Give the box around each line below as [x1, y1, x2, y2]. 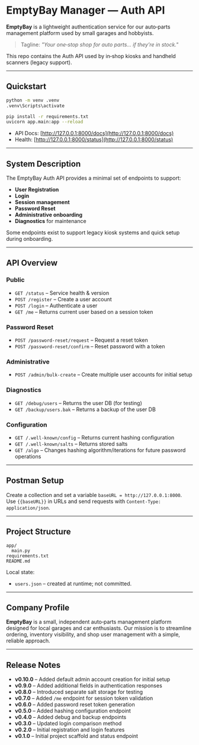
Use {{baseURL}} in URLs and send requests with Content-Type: [6, 498, 161, 505]
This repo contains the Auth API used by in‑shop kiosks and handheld [6, 52, 176, 59]
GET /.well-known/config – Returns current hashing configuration [14, 434, 175, 441]
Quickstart [6, 81, 47, 92]
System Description [6, 158, 81, 169]
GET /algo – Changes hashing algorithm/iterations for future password [14, 446, 186, 454]
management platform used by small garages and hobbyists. [6, 29, 154, 36]
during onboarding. [6, 235, 53, 243]
